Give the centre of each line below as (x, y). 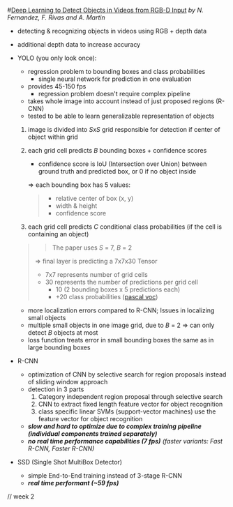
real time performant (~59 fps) (73, 483)
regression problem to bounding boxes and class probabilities (116, 71)
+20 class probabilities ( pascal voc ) (107, 297)
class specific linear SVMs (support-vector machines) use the (127, 411)
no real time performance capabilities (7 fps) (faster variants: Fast (125, 441)
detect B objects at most (63, 333)
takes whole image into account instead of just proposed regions (121, 101)
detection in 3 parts (56, 389)
